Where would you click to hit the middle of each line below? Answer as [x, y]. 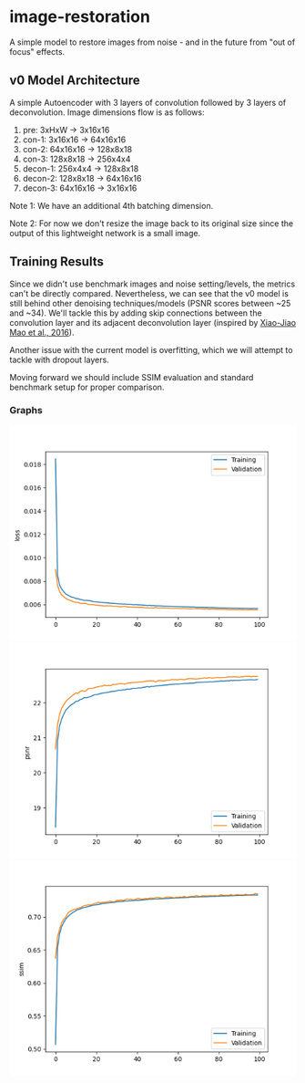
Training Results [57, 262]
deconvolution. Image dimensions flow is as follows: [107, 112]
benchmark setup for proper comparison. [87, 387]
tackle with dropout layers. [59, 359]
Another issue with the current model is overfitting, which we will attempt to [151, 349]
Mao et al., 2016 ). [42, 332]
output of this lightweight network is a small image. [105, 233]
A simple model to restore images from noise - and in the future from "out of [152, 42]
